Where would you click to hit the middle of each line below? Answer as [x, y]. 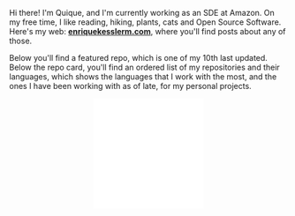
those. [21, 41]
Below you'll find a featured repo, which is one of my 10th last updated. [138, 58]
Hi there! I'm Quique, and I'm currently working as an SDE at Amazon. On [142, 13]
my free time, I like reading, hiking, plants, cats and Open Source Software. [145, 22]
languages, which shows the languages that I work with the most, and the [143, 77]
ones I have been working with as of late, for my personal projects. [130, 86]
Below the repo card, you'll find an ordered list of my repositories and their [144, 67]
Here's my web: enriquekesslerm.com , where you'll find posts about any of [147, 31]
